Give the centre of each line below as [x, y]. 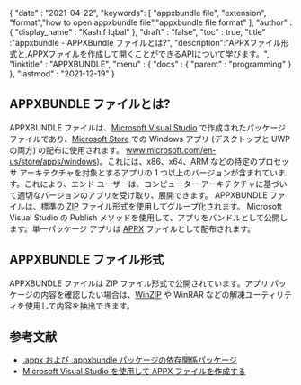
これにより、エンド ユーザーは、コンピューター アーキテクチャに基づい [155, 184]
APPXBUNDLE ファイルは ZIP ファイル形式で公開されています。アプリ [139, 283]
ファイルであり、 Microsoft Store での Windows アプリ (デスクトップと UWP [150, 139]
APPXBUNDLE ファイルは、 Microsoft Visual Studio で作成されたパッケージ [147, 127]
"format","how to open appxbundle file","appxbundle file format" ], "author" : [150, 22]
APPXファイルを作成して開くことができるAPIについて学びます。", [148, 54]
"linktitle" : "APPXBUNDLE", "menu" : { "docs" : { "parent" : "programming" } [150, 64]
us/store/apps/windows [53, 161]
